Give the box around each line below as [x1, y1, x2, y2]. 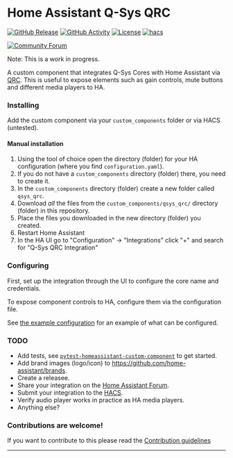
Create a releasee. [17, 374, 71, 382]
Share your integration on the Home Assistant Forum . [17, 381, 170, 390]
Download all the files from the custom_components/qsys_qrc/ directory [17, 199, 218, 208]
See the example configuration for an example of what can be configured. [7, 318, 218, 327]
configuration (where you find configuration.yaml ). [17, 162, 164, 171]
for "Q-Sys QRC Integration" [17, 243, 98, 252]
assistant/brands [17, 366, 66, 375]
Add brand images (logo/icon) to [17, 359, 111, 368]
